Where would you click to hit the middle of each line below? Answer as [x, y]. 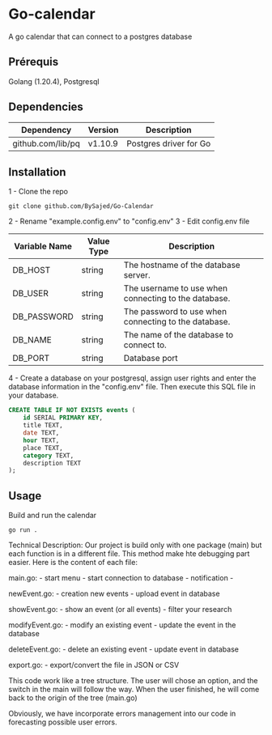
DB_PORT [31, 359]
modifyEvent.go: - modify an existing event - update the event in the [122, 625]
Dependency [47, 130]
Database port [151, 359]
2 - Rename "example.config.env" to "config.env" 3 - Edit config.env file [129, 221]
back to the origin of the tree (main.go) [73, 698]
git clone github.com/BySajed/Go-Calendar [81, 206]
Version [103, 130]
